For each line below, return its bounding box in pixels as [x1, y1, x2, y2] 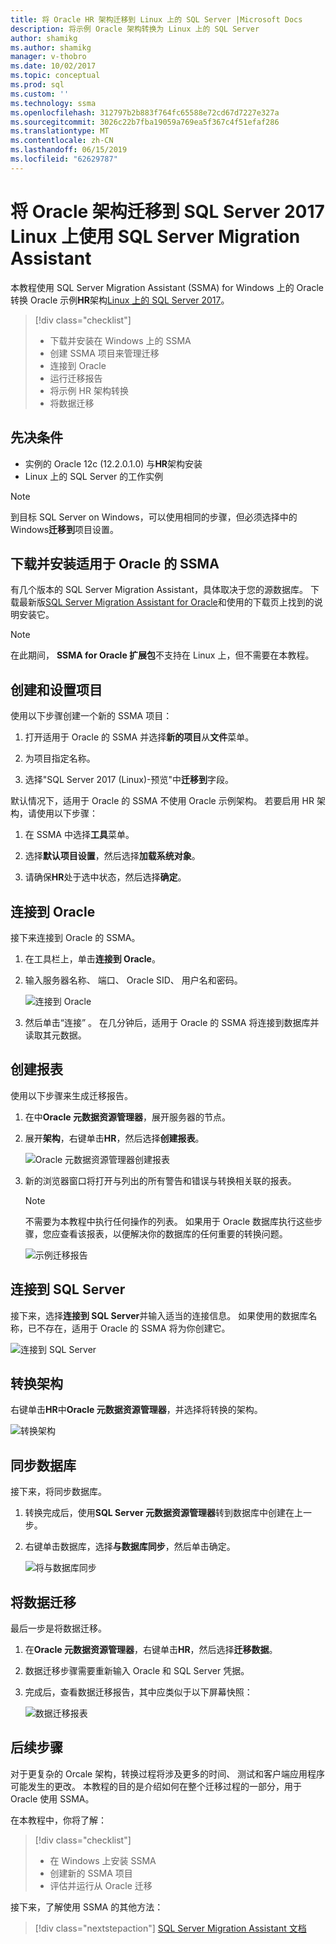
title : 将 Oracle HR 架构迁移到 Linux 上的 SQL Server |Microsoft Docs [10, 14, 303, 25]
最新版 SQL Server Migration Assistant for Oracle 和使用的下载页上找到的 [18, 596, 315, 608]
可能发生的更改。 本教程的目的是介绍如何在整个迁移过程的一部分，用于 [10, 1780, 302, 1792]
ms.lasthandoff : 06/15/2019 [10, 145, 128, 155]
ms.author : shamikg [10, 42, 92, 53]
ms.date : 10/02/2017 [10, 61, 97, 71]
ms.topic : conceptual [10, 71, 101, 81]
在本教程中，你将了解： [10, 1814, 107, 1826]
